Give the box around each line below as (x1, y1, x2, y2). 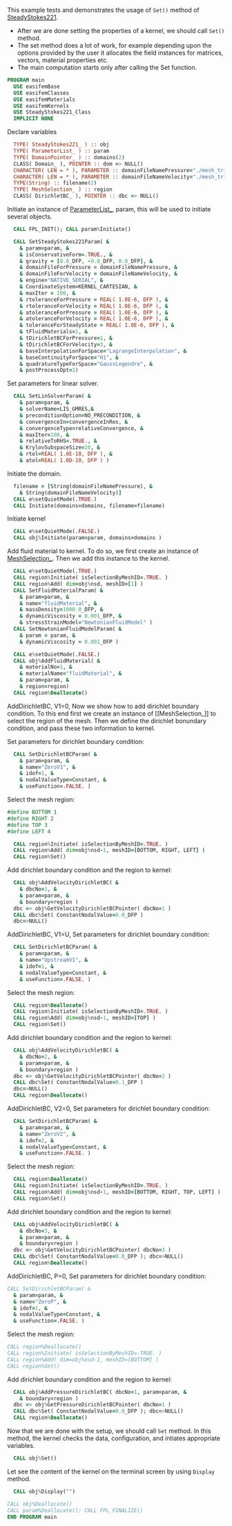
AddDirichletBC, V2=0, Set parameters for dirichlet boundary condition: (7, 1104, 211, 1113)
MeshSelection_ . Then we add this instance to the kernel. (7, 555, 171, 563)
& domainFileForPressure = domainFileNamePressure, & (19, 264, 177, 271)
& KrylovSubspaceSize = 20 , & (19, 444, 100, 452)
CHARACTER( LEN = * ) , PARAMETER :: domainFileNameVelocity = (13, 173, 193, 180)
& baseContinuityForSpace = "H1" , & (19, 354, 119, 361)
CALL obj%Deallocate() (7, 1500, 72, 1507)
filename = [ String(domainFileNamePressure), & (13, 483, 153, 490)
